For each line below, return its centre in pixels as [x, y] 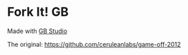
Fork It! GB [38, 12]
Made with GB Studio [37, 31]
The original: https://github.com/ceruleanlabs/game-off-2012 [94, 44]
